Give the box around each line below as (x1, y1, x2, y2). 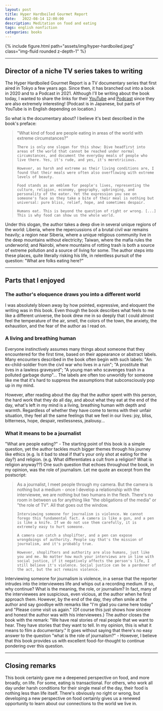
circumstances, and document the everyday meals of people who (16, 153, 148, 158)
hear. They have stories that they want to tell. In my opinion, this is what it (5, 622, 152, 628)
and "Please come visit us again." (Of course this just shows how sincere (5, 607, 151, 612)
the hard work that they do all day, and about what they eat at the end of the (5, 397, 157, 403)
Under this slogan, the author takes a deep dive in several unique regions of (5, 221, 157, 227)
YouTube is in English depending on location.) (5, 106, 96, 112)
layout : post (5, 7, 32, 12)
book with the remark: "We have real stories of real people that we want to (5, 617, 154, 623)
